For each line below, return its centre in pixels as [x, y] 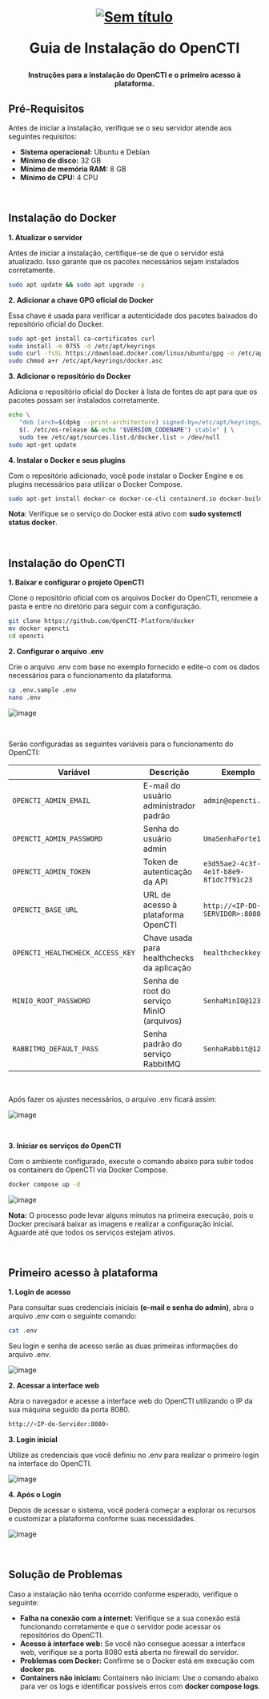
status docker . [33, 522]
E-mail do [162, 785]
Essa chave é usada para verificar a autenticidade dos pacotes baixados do [133, 315]
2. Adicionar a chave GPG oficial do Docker [81, 299]
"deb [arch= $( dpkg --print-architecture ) [89, 423]
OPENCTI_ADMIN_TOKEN [51, 872]
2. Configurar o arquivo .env [56, 651]
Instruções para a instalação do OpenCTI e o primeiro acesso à [134, 75]
